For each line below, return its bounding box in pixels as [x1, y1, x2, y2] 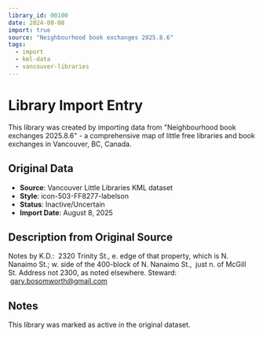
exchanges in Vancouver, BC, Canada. [8, 139, 132, 148]
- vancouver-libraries [15, 63, 89, 71]
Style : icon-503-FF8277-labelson [19, 191, 130, 200]
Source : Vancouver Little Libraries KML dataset [19, 182, 174, 192]
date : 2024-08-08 [8, 19, 65, 27]
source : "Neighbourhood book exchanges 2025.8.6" [8, 33, 174, 42]
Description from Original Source [8, 230, 174, 244]
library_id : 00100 [8, 11, 68, 20]
